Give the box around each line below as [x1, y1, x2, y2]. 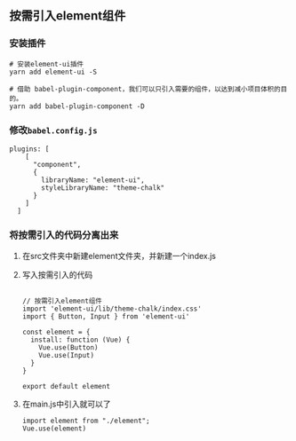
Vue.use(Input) [38, 351, 95, 360]
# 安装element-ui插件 [9, 59, 84, 68]
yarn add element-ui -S [9, 67, 98, 76]
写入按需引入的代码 [21, 270, 93, 280]
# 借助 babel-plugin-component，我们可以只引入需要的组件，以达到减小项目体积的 [9, 84, 282, 93]
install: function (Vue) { [30, 335, 131, 344]
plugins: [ [9, 145, 50, 154]
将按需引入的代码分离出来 [9, 229, 119, 241]
